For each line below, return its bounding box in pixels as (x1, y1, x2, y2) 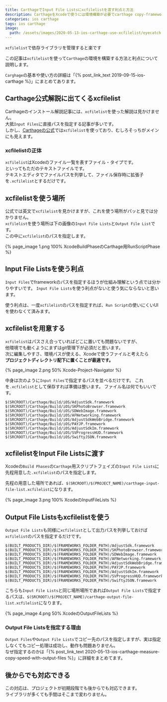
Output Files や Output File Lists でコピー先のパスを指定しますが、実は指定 (5, 636, 162, 642)
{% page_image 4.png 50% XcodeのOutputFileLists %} (5, 610, 118, 616)
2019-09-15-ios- (111, 72, 146, 78)
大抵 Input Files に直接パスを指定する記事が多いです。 (5, 120, 116, 127)
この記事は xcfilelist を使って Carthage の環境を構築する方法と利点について (5, 55, 158, 61)
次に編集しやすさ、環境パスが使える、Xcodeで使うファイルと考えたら (5, 351, 149, 356)
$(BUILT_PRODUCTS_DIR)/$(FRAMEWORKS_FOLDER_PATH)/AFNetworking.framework (5, 556, 162, 562)
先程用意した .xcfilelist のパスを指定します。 (5, 469, 99, 475)
